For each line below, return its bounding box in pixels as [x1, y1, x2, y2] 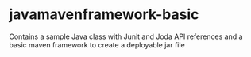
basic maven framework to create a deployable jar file [9, 40, 185, 49]
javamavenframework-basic [9, 6, 199, 24]
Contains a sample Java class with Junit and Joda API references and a [9, 32, 243, 41]
